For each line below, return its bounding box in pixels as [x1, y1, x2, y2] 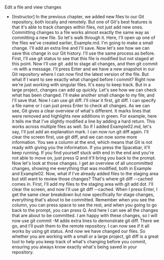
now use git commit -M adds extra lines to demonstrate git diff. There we [11, 218, 160, 224]
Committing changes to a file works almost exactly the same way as [11, 30, 149, 35]
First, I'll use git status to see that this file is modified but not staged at [11, 56, 154, 61]
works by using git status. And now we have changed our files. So [11, 228, 146, 234]
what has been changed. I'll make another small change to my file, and [11, 92, 155, 98]
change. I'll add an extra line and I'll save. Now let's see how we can [11, 45, 150, 51]
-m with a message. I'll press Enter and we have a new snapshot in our [11, 66, 155, 72]
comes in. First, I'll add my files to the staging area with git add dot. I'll [11, 181, 154, 187]
